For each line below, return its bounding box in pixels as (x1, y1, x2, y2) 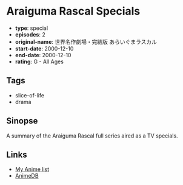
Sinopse (6, 116, 38, 126)
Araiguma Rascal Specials (6, 4, 141, 18)
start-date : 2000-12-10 (15, 44, 74, 52)
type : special (15, 24, 48, 32)
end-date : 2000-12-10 (15, 51, 72, 58)
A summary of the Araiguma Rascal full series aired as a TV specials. (6, 132, 178, 139)
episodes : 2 (15, 30, 45, 38)
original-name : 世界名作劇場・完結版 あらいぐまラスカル (15, 38, 158, 45)
